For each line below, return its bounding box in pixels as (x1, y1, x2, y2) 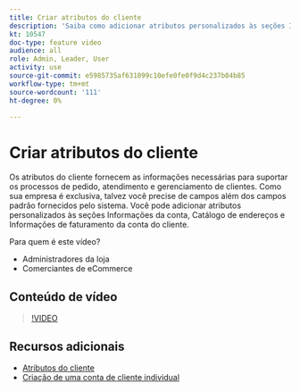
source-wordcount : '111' (9, 87, 102, 96)
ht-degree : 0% (9, 96, 62, 105)
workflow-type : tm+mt (9, 79, 90, 88)
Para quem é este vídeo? (9, 237, 101, 247)
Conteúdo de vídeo (9, 289, 118, 304)
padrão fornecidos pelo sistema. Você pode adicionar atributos (9, 200, 242, 211)
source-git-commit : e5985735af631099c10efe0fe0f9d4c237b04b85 (9, 71, 246, 80)
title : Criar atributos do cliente (9, 12, 142, 22)
